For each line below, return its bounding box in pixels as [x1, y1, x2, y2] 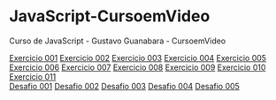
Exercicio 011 [9, 71, 57, 81]
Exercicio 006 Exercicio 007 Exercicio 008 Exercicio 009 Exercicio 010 [9, 62, 266, 73]
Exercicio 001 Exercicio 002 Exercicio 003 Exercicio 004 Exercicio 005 [9, 52, 267, 63]
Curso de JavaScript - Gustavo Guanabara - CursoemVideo [9, 35, 226, 46]
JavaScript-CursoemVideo [9, 6, 211, 27]
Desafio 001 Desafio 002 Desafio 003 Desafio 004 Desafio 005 [9, 81, 241, 91]
